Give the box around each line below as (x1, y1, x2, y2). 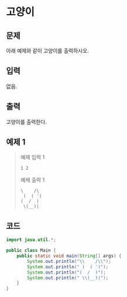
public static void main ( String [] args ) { (16, 253, 122, 259)
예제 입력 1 (20, 154, 45, 161)
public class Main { (6, 248, 57, 254)
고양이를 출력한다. (6, 118, 47, 125)
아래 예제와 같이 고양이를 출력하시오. (6, 48, 89, 54)
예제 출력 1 (20, 177, 45, 184)
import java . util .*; (6, 237, 57, 243)
